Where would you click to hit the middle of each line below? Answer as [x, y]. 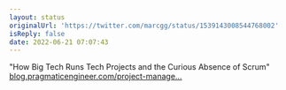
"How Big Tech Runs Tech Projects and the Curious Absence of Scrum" [139, 67]
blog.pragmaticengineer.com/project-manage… [96, 77]
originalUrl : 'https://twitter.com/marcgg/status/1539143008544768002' [144, 26]
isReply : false [37, 34]
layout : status [37, 17]
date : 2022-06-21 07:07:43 [59, 42]
